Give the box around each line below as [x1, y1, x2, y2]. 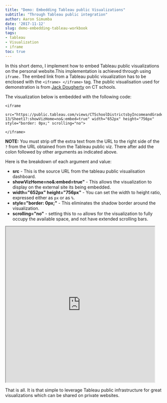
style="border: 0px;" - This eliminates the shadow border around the [12, 200, 156, 206]
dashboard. [12, 173, 36, 180]
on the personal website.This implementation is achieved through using [5, 68, 151, 74]
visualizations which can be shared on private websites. [5, 392, 120, 398]
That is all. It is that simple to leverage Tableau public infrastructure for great [5, 387, 162, 393]
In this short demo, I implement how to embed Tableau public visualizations [5, 63, 160, 69]
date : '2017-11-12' [5, 21, 46, 26]
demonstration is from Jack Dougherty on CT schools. [5, 84, 117, 90]
